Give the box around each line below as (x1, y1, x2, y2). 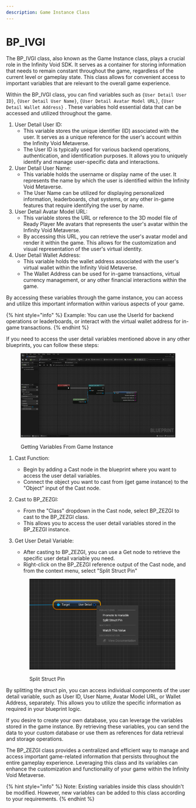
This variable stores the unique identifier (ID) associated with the (23, 127, 179, 134)
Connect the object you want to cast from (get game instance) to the (23, 479, 188, 485)
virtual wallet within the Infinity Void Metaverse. (23, 264, 138, 271)
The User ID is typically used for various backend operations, (23, 146, 171, 153)
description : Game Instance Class (6, 9, 90, 15)
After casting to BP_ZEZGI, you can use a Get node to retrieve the (23, 549, 181, 555)
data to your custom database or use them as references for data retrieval (6, 729, 184, 737)
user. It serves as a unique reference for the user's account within (23, 133, 182, 140)
